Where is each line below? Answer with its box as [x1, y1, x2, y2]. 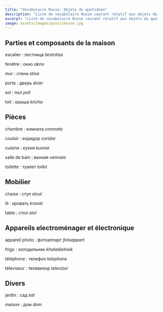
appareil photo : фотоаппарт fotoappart [5, 237, 85, 243]
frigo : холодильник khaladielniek [5, 246, 73, 252]
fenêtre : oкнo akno [5, 61, 45, 67]
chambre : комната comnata [5, 126, 63, 132]
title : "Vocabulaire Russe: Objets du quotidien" [5, 7, 108, 12]
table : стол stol [5, 210, 36, 215]
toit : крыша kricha [5, 99, 43, 105]
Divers [5, 279, 25, 288]
